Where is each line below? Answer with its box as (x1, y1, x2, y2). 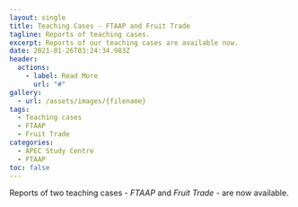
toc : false (9, 163, 50, 172)
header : (9, 55, 39, 64)
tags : (9, 105, 30, 114)
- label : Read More (25, 72, 99, 81)
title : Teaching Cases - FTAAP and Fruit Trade (9, 22, 191, 30)
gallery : (9, 88, 42, 97)
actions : (17, 64, 50, 73)
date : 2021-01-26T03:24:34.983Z (9, 47, 130, 56)
